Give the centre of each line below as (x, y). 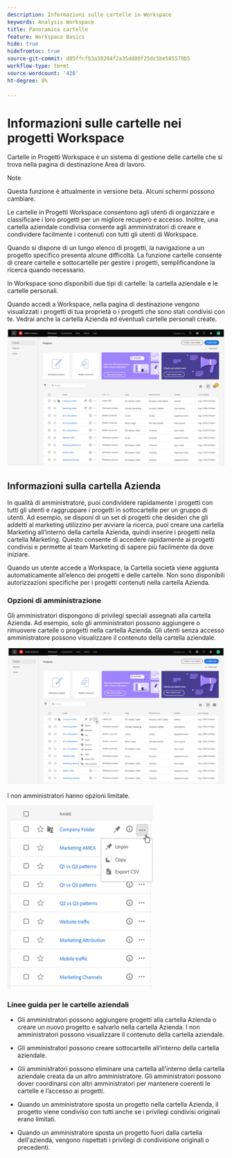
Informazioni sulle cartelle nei (95, 123)
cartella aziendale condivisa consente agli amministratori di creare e (104, 227)
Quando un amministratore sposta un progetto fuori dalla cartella (109, 1133)
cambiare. (21, 199)
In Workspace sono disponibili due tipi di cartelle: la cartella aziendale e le (113, 283)
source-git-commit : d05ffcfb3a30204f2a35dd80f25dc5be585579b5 (99, 59)
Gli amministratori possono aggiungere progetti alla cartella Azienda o (117, 1020)
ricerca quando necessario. (46, 270)
